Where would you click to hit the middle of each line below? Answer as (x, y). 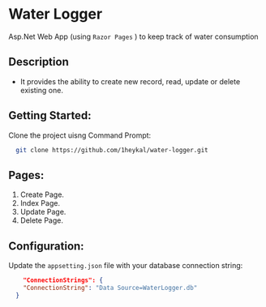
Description (39, 62)
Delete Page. (41, 220)
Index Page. (40, 203)
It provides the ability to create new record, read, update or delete (130, 81)
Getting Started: (50, 115)
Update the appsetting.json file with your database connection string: (126, 266)
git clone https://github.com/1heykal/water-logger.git (112, 150)
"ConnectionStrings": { (63, 280)
